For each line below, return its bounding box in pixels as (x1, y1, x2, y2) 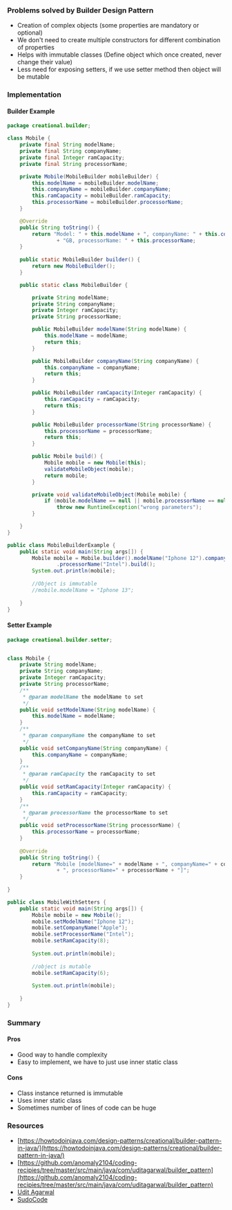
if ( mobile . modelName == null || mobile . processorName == (43, 497, 215, 505)
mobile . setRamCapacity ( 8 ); (32, 938, 110, 944)
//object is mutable (32, 963, 91, 970)
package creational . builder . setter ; (7, 636, 113, 643)
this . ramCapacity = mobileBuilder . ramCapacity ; (32, 192, 171, 199)
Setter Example (7, 621, 52, 629)
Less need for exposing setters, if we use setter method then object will (17, 65, 222, 74)
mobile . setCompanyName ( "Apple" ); (32, 924, 128, 931)
